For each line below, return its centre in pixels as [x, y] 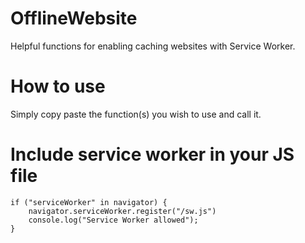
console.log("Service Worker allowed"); [113, 220]
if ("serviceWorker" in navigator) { [89, 202]
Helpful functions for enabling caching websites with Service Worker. [153, 46]
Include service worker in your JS [152, 154]
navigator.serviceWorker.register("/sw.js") [122, 211]
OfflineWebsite [74, 18]
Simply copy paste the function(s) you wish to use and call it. [136, 114]
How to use [58, 86]
